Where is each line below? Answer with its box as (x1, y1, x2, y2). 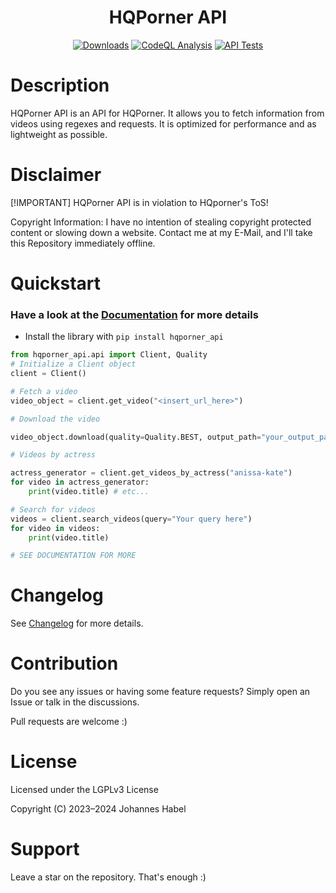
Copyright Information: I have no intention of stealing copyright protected (10, 216, 312, 228)
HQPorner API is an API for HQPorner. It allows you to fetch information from (10, 107, 325, 119)
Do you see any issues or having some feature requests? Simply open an (10, 686, 311, 698)
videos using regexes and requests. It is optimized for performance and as (10, 117, 317, 130)
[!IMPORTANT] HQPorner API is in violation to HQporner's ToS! (10, 196, 269, 208)
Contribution (10, 652, 119, 675)
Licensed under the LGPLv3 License (10, 784, 159, 796)
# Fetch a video (10, 386, 78, 396)
